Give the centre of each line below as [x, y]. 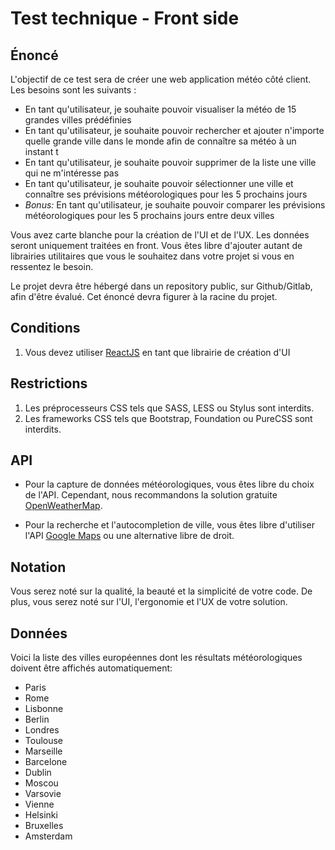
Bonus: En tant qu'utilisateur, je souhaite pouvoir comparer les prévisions [175, 205]
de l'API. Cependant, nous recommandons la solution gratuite [151, 495]
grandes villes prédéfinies [78, 120]
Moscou [41, 783]
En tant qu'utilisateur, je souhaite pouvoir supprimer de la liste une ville [170, 162]
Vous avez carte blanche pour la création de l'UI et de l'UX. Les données [160, 235]
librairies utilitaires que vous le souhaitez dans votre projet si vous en [152, 256]
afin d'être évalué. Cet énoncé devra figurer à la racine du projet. [144, 296]
